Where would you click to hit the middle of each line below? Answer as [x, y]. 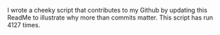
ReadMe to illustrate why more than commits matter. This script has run [110, 17]
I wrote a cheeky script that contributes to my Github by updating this [108, 10]
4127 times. [24, 25]
